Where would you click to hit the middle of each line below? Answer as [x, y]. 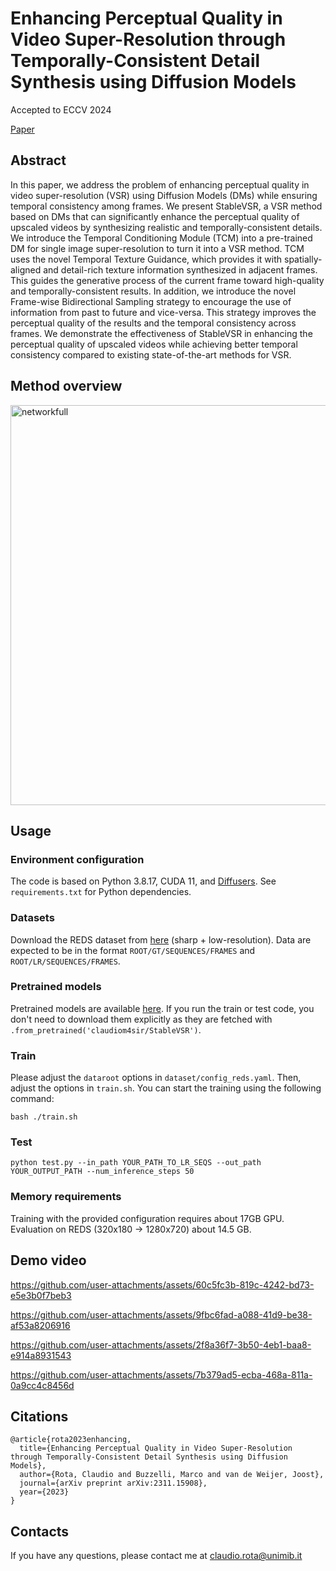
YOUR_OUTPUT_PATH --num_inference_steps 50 [102, 1172]
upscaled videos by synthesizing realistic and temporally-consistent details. [166, 227]
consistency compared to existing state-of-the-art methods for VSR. [151, 354]
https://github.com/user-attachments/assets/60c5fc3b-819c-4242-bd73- [162, 1284]
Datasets [32, 918]
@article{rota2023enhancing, [71, 1440]
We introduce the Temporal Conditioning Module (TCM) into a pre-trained [161, 238]
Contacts [40, 1531]
